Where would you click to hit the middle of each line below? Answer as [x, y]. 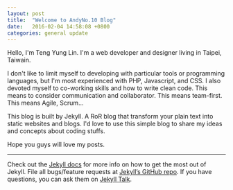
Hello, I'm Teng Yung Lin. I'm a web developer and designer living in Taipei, [114, 53]
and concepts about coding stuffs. [56, 131]
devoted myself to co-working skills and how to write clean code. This [107, 88]
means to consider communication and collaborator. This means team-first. [115, 96]
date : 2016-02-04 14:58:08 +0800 [59, 26]
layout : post [26, 14]
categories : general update [48, 33]
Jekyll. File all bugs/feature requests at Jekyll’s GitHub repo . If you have [110, 172]
